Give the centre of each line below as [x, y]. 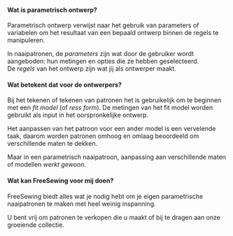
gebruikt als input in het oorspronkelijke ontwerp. [78, 115]
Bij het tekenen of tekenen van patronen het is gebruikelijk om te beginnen [114, 100]
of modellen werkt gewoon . [47, 165]
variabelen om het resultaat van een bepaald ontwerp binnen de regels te [113, 33]
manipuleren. [26, 40]
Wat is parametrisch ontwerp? [52, 10]
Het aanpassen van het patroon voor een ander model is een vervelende [112, 129]
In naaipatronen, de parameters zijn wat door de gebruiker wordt [101, 54]
